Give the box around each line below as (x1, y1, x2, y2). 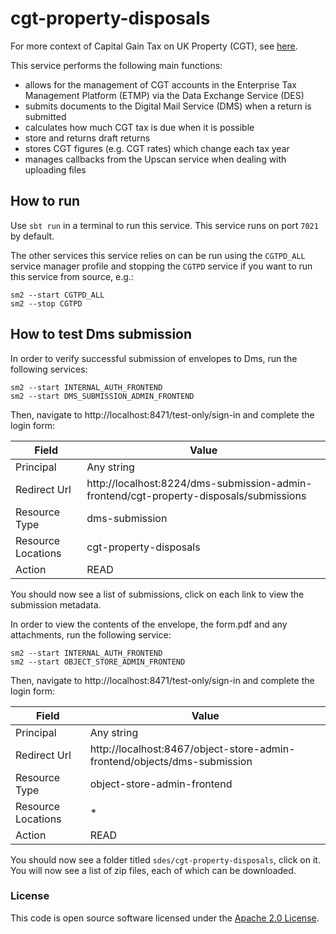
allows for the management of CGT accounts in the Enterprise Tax (24, 78, 297, 91)
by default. (10, 230, 55, 242)
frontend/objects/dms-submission (89, 754, 253, 768)
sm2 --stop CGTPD (10, 298, 83, 309)
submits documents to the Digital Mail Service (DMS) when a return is (24, 100, 312, 112)
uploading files (24, 163, 87, 176)
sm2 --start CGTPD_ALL (10, 290, 105, 300)
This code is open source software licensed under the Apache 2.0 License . (10, 912, 320, 924)
